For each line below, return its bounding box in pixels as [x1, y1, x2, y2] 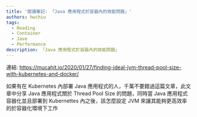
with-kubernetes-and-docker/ [6, 70, 79, 77]
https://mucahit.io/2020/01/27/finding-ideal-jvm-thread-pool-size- [19, 63, 182, 71]
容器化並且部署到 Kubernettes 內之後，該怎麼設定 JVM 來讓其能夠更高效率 [6, 97, 188, 104]
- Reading [11, 25, 35, 31]
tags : [6, 19, 19, 25]
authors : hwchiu [6, 14, 46, 20]
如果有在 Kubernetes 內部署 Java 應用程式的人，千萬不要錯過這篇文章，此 [6, 82, 186, 89]
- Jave [11, 36, 28, 42]
